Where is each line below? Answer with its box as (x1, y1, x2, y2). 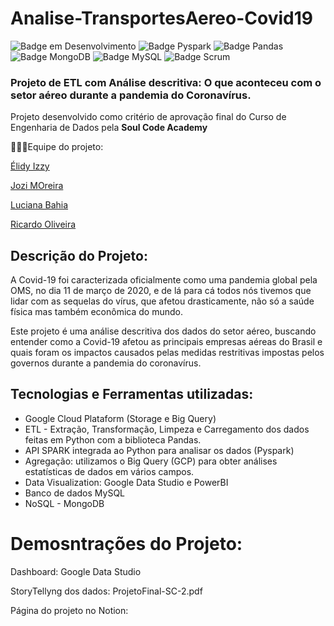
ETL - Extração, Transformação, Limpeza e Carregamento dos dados (24, 423, 310, 435)
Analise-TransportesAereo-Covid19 (10, 7, 313, 30)
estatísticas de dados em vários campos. (24, 465, 195, 477)
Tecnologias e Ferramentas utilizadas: (10, 386, 254, 403)
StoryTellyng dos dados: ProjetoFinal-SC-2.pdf (10, 585, 203, 597)
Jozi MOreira (10, 180, 64, 192)
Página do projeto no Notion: (10, 604, 129, 616)
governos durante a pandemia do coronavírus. (10, 357, 202, 369)
